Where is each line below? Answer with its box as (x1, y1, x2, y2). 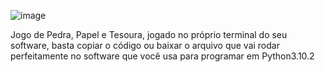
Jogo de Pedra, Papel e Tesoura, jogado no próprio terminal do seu (10, 29, 288, 40)
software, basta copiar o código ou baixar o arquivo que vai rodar (10, 40, 280, 51)
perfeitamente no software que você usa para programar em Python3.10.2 (10, 50, 315, 62)
